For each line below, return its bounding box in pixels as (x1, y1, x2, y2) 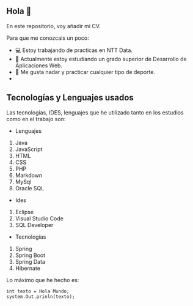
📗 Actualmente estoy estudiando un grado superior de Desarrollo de (15, 55, 188, 62)
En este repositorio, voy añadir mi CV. (6, 22, 101, 29)
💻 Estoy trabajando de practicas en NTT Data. (15, 47, 133, 54)
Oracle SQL (15, 184, 45, 192)
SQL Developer (15, 221, 54, 228)
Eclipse (15, 208, 34, 215)
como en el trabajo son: (6, 115, 66, 122)
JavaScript (15, 145, 43, 153)
